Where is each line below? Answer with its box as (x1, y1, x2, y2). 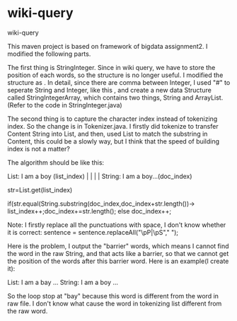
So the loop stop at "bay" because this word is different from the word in (7, 291, 219, 300)
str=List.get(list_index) (7, 185, 73, 194)
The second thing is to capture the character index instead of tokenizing (7, 115, 218, 123)
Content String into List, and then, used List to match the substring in (7, 129, 208, 138)
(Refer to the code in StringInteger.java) (7, 100, 122, 109)
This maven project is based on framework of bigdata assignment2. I (7, 42, 208, 50)
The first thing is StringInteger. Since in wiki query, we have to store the (7, 63, 216, 71)
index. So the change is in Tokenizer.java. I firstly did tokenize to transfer (7, 122, 219, 130)
